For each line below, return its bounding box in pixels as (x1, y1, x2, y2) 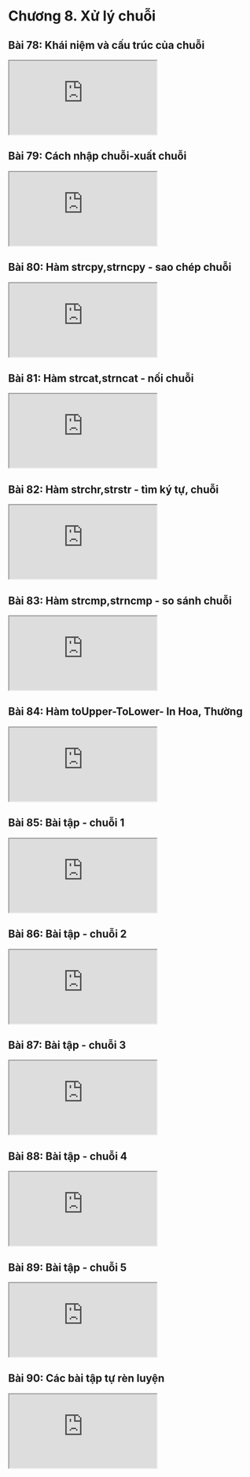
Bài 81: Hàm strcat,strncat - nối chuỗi (8, 372, 194, 385)
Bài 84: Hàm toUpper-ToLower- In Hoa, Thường (8, 705, 243, 719)
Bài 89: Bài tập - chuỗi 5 (8, 1260, 127, 1274)
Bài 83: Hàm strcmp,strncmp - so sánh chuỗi (8, 594, 232, 607)
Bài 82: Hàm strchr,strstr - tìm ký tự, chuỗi (8, 483, 219, 496)
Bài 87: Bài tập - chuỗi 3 (8, 1038, 127, 1052)
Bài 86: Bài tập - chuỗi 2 (8, 927, 127, 941)
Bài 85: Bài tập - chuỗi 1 (8, 816, 125, 830)
